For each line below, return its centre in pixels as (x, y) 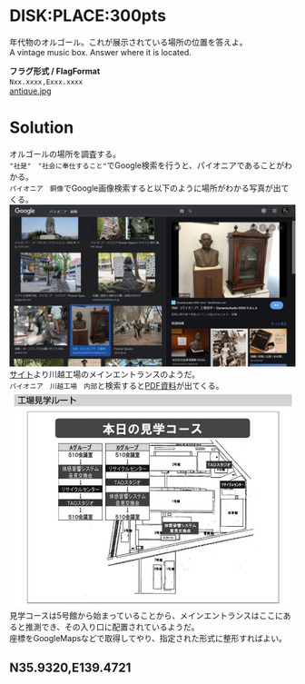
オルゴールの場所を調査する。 (65, 154)
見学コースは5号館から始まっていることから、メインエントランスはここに (147, 616)
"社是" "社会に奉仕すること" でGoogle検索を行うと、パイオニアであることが (147, 165)
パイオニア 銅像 (37, 188)
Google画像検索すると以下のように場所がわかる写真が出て (180, 188)
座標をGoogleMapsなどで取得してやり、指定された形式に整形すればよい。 (148, 639)
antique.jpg (30, 91)
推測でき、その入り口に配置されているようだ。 (112, 627)
